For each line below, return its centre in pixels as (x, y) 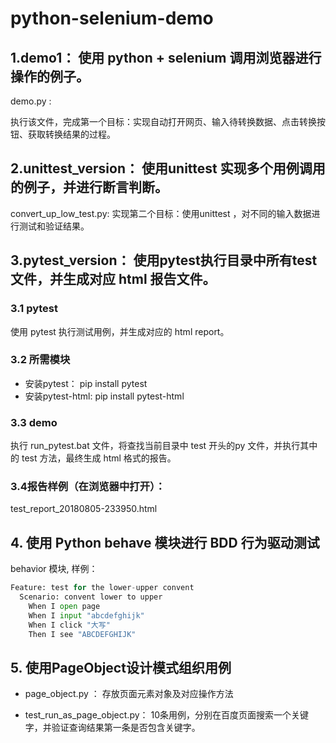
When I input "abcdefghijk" (86, 615)
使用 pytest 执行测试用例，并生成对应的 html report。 (120, 331)
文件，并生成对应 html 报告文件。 (113, 279)
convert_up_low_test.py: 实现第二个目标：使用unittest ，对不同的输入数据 (161, 213)
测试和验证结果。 (54, 226)
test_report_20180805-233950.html (84, 509)
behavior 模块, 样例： (54, 569)
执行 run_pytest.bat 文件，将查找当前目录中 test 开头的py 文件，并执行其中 (164, 446)
